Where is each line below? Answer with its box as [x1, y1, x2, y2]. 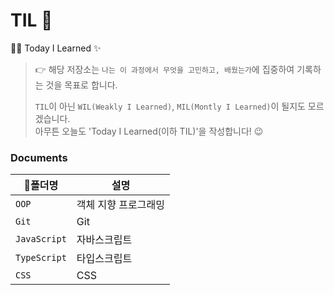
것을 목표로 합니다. [45, 79, 118, 91]
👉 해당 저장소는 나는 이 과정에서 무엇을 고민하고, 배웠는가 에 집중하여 [34, 63, 295, 75]
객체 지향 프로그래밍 [76, 198, 165, 212]
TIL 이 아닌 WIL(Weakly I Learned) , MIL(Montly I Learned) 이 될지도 [34, 100, 306, 112]
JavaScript [15, 234, 67, 245]
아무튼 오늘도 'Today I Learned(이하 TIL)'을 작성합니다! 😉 [34, 125, 264, 137]
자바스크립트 [76, 233, 133, 247]
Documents [10, 150, 68, 164]
